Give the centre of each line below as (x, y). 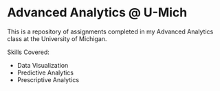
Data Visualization (43, 65)
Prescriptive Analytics (48, 79)
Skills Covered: (29, 52)
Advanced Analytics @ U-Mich (97, 13)
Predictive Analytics (45, 73)
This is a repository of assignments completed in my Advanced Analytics (110, 31)
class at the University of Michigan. (57, 38)
